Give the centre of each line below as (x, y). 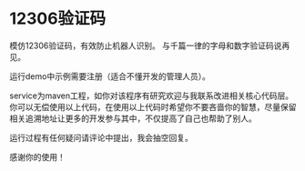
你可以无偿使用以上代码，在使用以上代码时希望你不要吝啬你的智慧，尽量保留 (153, 106)
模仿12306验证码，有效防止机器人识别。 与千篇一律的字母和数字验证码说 (146, 45)
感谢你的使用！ (37, 156)
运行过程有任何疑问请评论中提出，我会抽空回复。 (101, 137)
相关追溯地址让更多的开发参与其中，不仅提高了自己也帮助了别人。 (133, 118)
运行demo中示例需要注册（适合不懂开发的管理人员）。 (110, 76)
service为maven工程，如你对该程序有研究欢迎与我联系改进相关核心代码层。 (152, 96)
